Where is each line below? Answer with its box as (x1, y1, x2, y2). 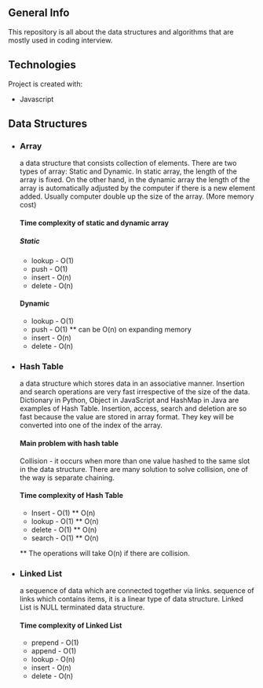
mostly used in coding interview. (8, 35, 113, 45)
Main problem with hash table (19, 438, 119, 448)
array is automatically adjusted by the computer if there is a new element (19, 184, 256, 193)
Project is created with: (8, 79, 83, 89)
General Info (8, 6, 70, 20)
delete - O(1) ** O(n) (31, 525, 97, 534)
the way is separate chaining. (19, 473, 115, 482)
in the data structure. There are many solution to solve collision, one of (19, 464, 249, 474)
